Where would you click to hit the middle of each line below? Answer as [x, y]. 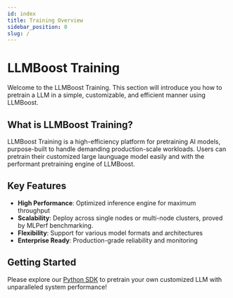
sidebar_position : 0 [38, 27]
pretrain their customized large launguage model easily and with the [106, 156]
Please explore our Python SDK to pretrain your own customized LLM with [115, 279]
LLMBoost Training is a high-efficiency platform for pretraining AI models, [114, 142]
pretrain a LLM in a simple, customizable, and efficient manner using [106, 95]
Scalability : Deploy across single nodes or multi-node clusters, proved [120, 218]
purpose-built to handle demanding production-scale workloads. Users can [117, 149]
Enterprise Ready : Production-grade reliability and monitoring [108, 240]
